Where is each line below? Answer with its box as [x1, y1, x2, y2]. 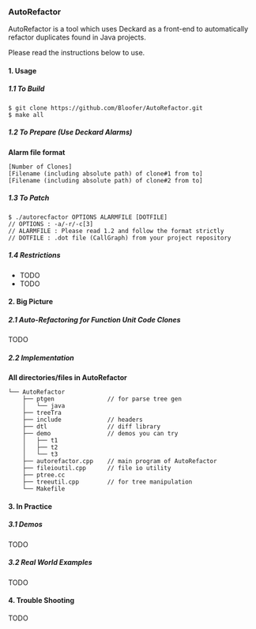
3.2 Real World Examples [8, 558, 92, 567]
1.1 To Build [8, 84, 45, 93]
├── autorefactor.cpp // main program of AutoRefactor [22, 458, 217, 465]
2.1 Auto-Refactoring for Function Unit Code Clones [8, 314, 181, 324]
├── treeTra [22, 409, 62, 417]
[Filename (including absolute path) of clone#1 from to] [8, 169, 203, 178]
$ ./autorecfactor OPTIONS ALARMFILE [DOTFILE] [8, 213, 168, 221]
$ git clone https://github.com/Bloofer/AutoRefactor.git [8, 104, 203, 112]
